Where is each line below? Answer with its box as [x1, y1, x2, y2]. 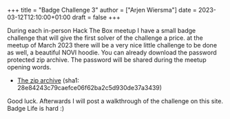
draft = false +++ [72, 13, 121, 21]
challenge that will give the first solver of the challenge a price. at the [7, 34, 203, 42]
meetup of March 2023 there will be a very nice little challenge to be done [7, 41, 218, 49]
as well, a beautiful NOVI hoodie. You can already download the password [7, 48, 217, 56]
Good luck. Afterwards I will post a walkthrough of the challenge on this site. [7, 97, 224, 105]
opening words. [7, 63, 52, 71]
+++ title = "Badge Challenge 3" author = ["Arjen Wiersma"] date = [7, 6, 198, 14]
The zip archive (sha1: [17, 76, 79, 85]
